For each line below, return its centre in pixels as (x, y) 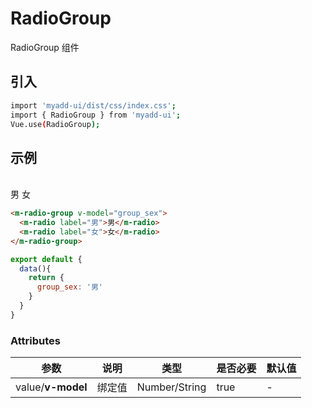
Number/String (171, 387)
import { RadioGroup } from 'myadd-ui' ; (96, 115)
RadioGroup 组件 (45, 47)
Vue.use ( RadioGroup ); (55, 124)
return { (46, 278)
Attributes (35, 340)
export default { (46, 259)
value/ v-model (51, 387)
